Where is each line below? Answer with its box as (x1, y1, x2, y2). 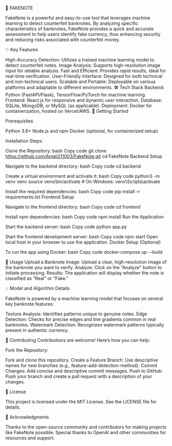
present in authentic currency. (5, 327, 69, 333)
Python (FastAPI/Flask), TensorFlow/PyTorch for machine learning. (5, 92, 146, 97)
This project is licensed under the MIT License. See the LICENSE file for (5, 399, 157, 404)
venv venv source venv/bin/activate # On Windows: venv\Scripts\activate (5, 178, 160, 185)
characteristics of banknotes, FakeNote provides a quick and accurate (5, 26, 154, 32)
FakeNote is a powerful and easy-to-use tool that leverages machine (5, 15, 150, 21)
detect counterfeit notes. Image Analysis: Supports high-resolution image (5, 62, 161, 68)
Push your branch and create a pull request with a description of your (5, 373, 152, 379)
